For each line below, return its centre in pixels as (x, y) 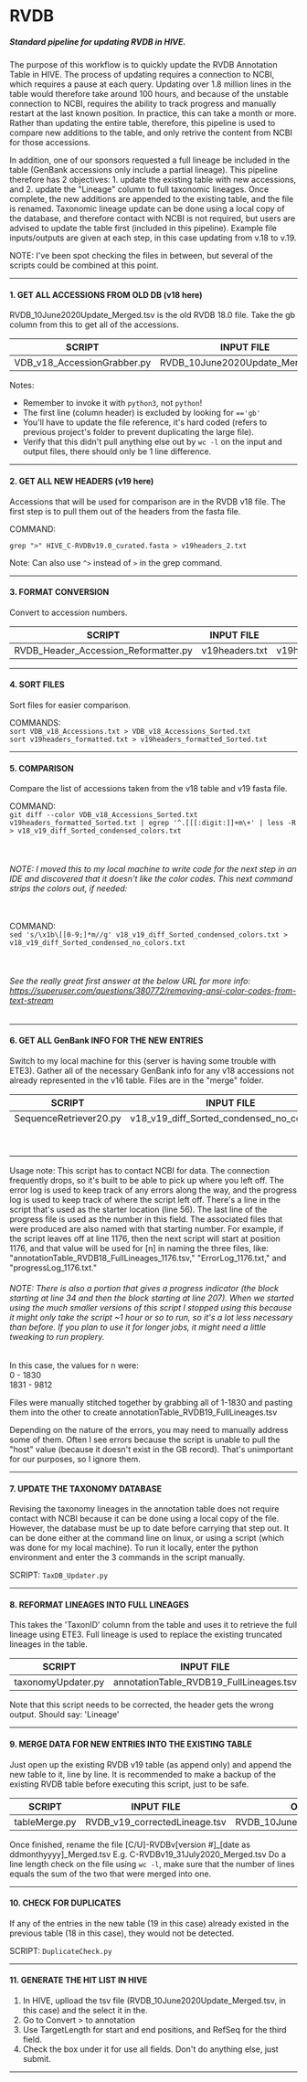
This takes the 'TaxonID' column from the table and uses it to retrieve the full (153, 1625)
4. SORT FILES (37, 685)
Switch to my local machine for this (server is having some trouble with (143, 1060)
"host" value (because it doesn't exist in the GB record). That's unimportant (152, 1449)
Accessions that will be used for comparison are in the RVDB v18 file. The (148, 501)
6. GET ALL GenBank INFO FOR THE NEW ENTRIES (106, 1041)
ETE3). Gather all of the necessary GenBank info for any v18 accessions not (152, 1070)
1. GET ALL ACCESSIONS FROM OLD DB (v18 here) (106, 294)
